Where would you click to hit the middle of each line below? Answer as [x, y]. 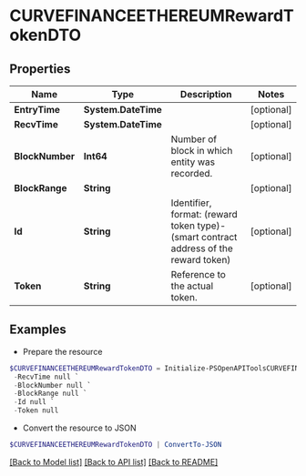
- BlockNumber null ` [52, 385]
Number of [194, 139]
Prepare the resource [62, 351]
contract [219, 237]
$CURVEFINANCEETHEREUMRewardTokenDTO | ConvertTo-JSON [116, 445]
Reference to [198, 274]
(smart [185, 237]
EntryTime [37, 110]
